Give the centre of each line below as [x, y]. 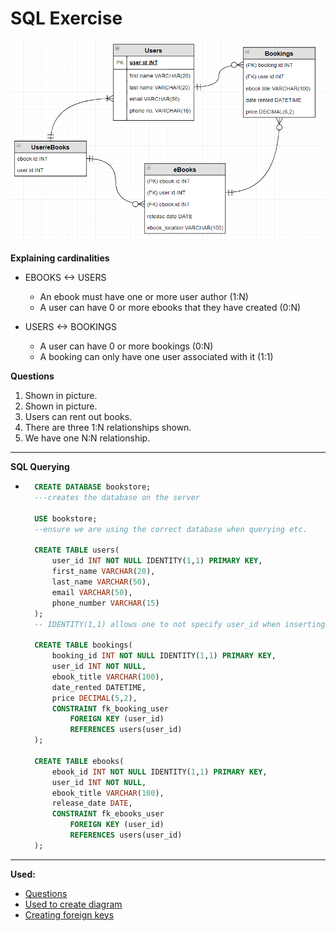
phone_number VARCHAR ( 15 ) [105, 603]
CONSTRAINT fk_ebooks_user [108, 814]
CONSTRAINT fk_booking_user [110, 708]
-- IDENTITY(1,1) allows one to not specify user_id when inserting [180, 624]
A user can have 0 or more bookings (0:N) [126, 346]
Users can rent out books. [78, 417]
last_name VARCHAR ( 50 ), [101, 582]
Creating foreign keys [69, 914]
